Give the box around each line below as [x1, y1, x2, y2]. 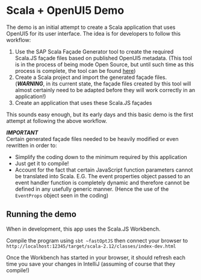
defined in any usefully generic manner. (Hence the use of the [14, 185, 169, 193]
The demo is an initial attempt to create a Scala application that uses [6, 23, 176, 31]
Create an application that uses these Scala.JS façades [14, 99, 152, 106]
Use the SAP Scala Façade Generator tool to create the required [14, 48, 174, 55]
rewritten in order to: [6, 142, 57, 149]
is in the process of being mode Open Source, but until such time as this [14, 61, 194, 68]
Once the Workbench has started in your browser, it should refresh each [6, 254, 185, 261]
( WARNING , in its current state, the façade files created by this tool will [14, 79, 191, 87]
